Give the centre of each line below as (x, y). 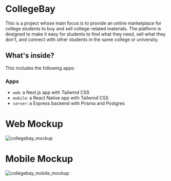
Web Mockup (34, 124)
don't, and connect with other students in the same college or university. (82, 39)
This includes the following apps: (40, 68)
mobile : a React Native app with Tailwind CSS (61, 98)
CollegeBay (30, 9)
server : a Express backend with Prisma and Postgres (69, 104)
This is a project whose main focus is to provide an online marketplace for (83, 23)
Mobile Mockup (39, 159)
